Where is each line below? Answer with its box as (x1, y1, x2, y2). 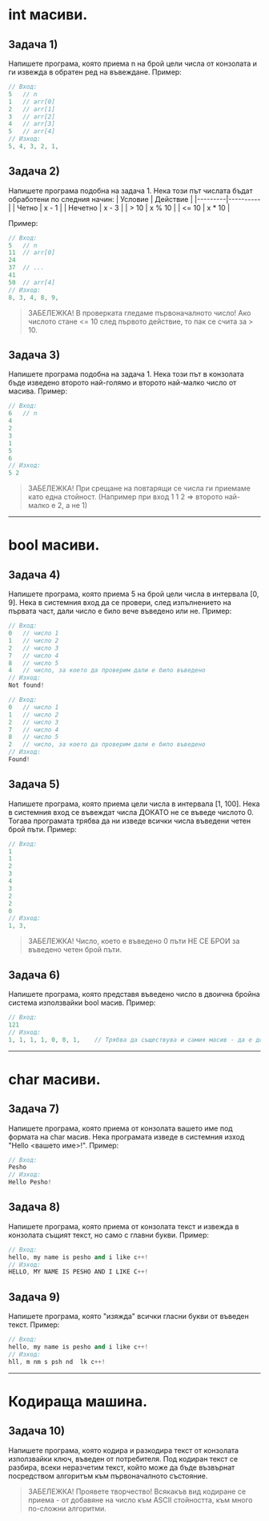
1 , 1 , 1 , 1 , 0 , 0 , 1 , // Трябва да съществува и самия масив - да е (8, 1035, 253, 1043)
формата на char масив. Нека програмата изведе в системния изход (8, 1132, 245, 1141)
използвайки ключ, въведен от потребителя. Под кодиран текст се (8, 1454, 239, 1463)
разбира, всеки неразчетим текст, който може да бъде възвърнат (8, 1462, 235, 1472)
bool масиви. (8, 536, 100, 555)
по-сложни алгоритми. (27, 1503, 106, 1513)
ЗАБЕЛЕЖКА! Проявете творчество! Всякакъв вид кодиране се (27, 1487, 247, 1496)
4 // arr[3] (8, 120, 56, 128)
